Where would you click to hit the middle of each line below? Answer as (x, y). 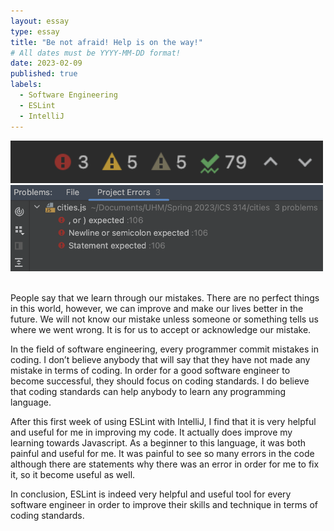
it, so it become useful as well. (73, 475)
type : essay (35, 31)
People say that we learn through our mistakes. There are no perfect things (165, 298)
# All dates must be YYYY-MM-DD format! (96, 53)
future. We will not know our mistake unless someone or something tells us (164, 319)
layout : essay (40, 21)
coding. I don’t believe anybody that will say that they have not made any (160, 360)
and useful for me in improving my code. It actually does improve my (151, 432)
